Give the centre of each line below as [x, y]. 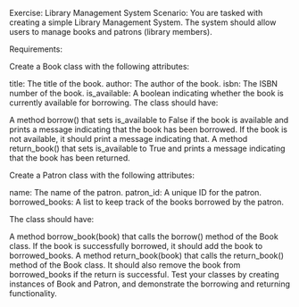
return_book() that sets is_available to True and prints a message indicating [147, 148]
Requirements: [36, 49]
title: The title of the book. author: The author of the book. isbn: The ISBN [144, 83]
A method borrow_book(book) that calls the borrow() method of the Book [144, 236]
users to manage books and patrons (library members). [111, 32]
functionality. [33, 293]
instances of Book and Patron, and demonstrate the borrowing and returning [150, 284]
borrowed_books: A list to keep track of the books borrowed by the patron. [146, 202]
